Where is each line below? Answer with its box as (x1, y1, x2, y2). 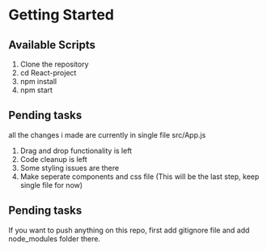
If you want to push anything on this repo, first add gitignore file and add (8, 225, 250, 235)
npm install (19, 77, 57, 86)
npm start (19, 85, 53, 95)
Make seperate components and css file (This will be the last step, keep (19, 172, 260, 181)
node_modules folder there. (8, 233, 101, 244)
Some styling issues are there (19, 163, 120, 172)
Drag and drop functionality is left (19, 146, 132, 155)
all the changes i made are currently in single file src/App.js (8, 130, 206, 139)
